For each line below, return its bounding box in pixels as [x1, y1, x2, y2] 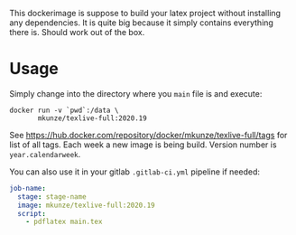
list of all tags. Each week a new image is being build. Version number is [9, 139, 277, 150]
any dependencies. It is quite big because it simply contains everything [9, 17, 273, 28]
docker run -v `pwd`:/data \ [9, 106, 119, 115]
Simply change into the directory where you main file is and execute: [9, 88, 263, 99]
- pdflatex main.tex [25, 217, 103, 227]
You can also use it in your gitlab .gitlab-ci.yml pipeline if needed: [9, 166, 260, 177]
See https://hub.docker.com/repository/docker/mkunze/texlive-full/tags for [9, 129, 288, 140]
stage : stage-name [17, 192, 88, 202]
